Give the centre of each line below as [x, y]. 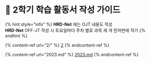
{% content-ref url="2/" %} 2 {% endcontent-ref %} [57, 45]
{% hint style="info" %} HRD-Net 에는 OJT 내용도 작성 [59, 24]
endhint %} [16, 36]
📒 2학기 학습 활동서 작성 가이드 [63, 10]
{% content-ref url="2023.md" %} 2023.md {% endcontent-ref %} [72, 54]
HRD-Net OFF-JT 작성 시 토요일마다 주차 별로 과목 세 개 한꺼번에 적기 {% [75, 30]
